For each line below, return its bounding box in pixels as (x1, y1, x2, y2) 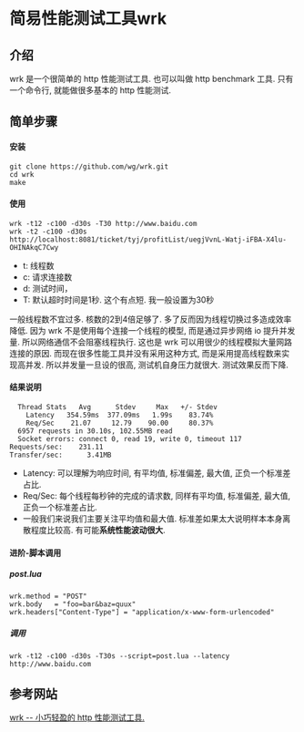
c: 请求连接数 (22, 271, 73, 283)
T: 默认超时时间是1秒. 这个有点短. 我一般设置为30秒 (22, 294, 215, 305)
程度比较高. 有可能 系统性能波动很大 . (30, 525, 166, 535)
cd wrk (9, 170, 35, 179)
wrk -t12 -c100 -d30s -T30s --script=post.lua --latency (9, 651, 230, 661)
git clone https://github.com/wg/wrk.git (9, 161, 169, 171)
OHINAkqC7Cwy (9, 242, 59, 252)
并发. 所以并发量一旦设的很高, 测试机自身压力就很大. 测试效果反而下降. (25, 359, 289, 370)
